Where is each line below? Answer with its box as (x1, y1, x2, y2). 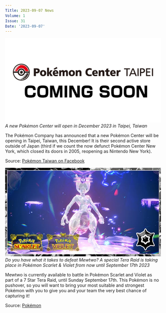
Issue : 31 (5, 18, 26, 23)
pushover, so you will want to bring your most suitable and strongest (5, 282, 145, 288)
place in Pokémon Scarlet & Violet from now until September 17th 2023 (5, 262, 150, 268)
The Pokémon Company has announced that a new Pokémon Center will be (5, 133, 159, 139)
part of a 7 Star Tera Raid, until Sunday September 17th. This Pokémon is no (5, 277, 159, 283)
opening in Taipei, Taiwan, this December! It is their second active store (5, 138, 151, 144)
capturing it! (5, 293, 30, 299)
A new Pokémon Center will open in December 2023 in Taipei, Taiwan (5, 123, 147, 129)
